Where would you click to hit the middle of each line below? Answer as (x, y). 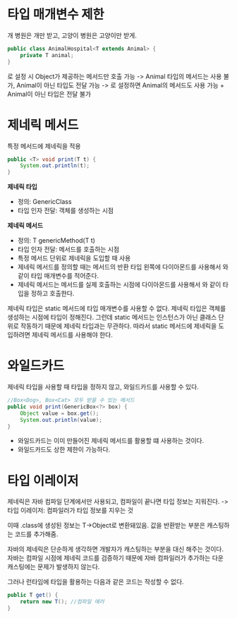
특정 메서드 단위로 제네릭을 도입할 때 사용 (74, 258)
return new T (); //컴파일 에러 (62, 602)
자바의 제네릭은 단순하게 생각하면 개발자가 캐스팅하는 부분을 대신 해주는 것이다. (116, 549)
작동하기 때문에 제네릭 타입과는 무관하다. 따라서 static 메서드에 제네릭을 (119, 326)
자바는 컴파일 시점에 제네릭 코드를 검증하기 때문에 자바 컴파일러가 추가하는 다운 (116, 558)
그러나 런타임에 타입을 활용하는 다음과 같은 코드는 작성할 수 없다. (96, 582)
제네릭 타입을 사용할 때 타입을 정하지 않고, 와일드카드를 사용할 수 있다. (103, 387)
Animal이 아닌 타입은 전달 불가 (49, 94)
